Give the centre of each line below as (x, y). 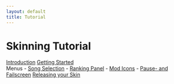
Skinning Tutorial (48, 46)
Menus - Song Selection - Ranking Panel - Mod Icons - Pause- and (87, 69)
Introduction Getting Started (40, 62)
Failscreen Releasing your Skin (43, 75)
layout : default (26, 11)
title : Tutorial (26, 17)
